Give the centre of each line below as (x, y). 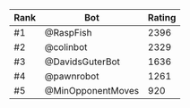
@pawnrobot (72, 76)
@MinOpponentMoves (92, 91)
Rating (162, 17)
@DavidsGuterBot (82, 62)
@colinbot (66, 47)
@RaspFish (68, 33)
